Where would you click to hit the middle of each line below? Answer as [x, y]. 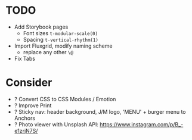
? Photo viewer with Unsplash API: [56, 124]
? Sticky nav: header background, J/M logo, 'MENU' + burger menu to [100, 111]
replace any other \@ [48, 52]
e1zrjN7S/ [26, 130]
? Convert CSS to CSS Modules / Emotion [65, 99]
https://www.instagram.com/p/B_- [142, 124]
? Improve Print [33, 105]
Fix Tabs [24, 58]
